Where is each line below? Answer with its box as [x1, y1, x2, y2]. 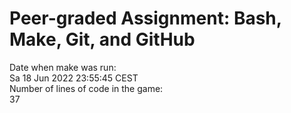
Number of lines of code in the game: [9, 82, 164, 94]
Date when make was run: [9, 61, 117, 73]
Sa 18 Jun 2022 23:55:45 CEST [9, 72, 139, 84]
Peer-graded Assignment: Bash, [9, 7, 282, 30]
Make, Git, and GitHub [9, 28, 196, 51]
